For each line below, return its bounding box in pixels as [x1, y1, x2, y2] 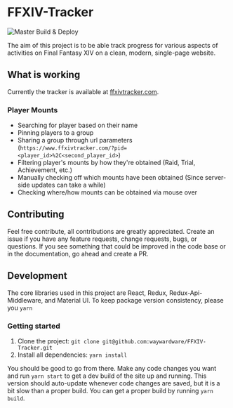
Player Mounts [7, 105, 58, 114]
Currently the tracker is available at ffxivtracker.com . [7, 87, 159, 96]
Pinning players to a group [17, 129, 94, 137]
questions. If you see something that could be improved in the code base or [7, 242, 226, 250]
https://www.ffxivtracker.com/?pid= [20, 145, 128, 152]
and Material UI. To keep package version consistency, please [44, 296, 224, 304]
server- [204, 173, 227, 182]
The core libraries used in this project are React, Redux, [7, 289, 168, 297]
